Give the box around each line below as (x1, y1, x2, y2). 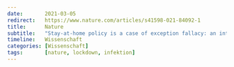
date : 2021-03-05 (7, 10, 77, 17)
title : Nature (7, 23, 64, 30)
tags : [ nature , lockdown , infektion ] (7, 50, 136, 57)
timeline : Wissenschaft (7, 36, 82, 43)
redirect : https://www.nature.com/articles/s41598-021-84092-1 (7, 17, 201, 24)
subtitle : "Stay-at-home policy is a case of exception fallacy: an (7, 29, 217, 37)
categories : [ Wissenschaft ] (7, 43, 89, 50)
